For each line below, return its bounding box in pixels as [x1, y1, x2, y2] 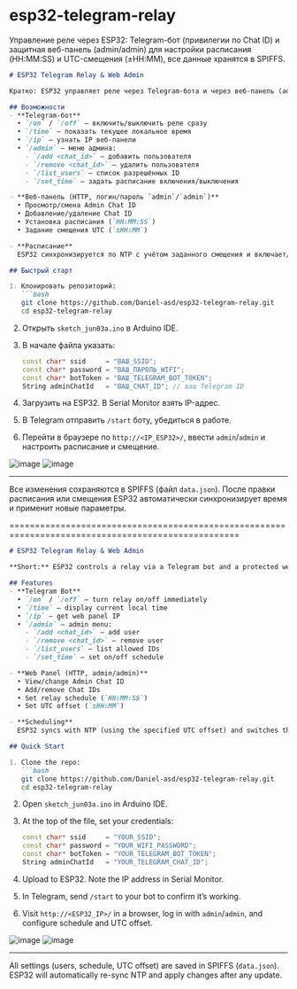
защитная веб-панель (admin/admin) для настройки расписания [9, 43, 252, 54]
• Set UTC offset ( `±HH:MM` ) [17, 702, 125, 711]
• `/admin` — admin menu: [17, 619, 113, 629]
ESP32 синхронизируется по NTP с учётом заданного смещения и [17, 250, 251, 259]
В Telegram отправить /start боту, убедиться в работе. [21, 415, 232, 425]
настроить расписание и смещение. [21, 441, 160, 452]
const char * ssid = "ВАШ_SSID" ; [21, 356, 157, 366]
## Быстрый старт [9, 266, 73, 275]
